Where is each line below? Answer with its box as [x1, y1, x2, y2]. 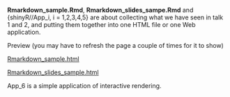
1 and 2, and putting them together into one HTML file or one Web [7, 21, 197, 28]
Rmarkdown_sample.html [7, 55, 80, 63]
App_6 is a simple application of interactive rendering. [7, 82, 162, 89]
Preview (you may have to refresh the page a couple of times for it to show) [7, 42, 224, 49]
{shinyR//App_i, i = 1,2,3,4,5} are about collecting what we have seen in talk [7, 13, 224, 21]
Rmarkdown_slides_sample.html [7, 69, 99, 76]
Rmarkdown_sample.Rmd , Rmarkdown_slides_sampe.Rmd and [7, 6, 194, 14]
